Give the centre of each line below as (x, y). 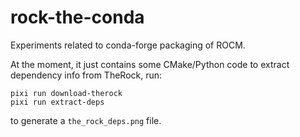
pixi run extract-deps (57, 102)
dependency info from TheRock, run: (86, 75)
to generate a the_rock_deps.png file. (86, 120)
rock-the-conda (77, 17)
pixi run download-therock (66, 93)
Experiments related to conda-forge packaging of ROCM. (128, 45)
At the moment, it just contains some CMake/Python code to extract (150, 64)
